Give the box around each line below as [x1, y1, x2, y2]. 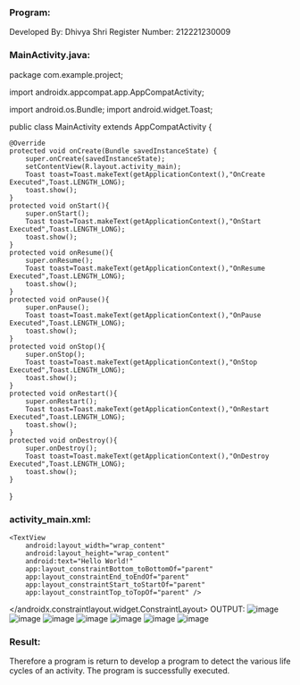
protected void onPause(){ [9, 295, 110, 304]
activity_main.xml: [9, 512, 91, 525]
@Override [9, 139, 46, 148]
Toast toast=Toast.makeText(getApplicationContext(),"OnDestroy [25, 452, 270, 461]
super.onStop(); [25, 350, 87, 359]
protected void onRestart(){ [9, 389, 118, 398]
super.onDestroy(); [25, 444, 98, 452]
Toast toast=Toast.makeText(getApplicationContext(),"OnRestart [25, 404, 270, 413]
